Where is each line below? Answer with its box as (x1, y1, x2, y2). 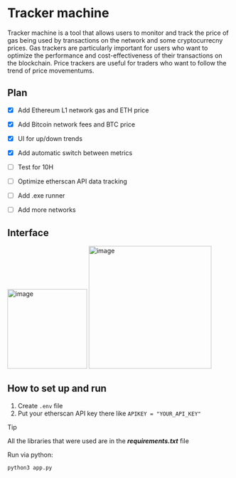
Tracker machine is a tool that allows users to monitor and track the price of (7, 28, 229, 37)
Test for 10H (17, 163, 54, 171)
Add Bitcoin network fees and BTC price (17, 119, 136, 129)
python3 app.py (7, 464, 53, 471)
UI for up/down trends (17, 134, 83, 143)
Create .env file (17, 401, 63, 410)
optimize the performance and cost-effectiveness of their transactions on (7, 51, 222, 60)
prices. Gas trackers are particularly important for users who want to (7, 43, 208, 52)
